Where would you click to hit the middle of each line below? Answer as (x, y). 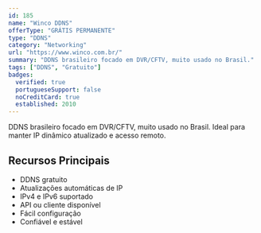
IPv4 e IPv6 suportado (56, 196)
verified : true (41, 82)
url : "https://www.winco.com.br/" (66, 52)
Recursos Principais (59, 160)
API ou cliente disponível (60, 204)
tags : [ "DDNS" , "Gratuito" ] (55, 68)
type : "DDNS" (30, 38)
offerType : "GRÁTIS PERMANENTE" (62, 30)
